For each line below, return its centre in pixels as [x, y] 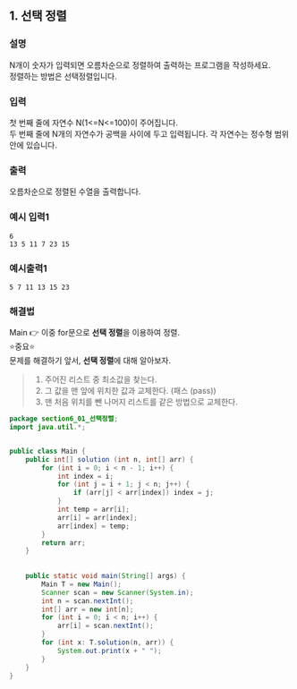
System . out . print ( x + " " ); [110, 651]
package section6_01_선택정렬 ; [64, 419]
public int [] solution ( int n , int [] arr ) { [110, 459]
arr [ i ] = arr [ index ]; [98, 517]
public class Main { [48, 451]
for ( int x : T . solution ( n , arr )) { [108, 642]
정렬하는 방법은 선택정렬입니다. [64, 76]
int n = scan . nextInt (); [88, 601]
